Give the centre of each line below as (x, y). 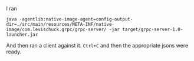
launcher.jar (22, 35)
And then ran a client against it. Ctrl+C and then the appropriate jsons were (97, 45)
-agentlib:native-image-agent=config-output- (76, 19)
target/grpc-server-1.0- (152, 29)
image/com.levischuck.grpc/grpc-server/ (57, 29)
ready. (14, 52)
